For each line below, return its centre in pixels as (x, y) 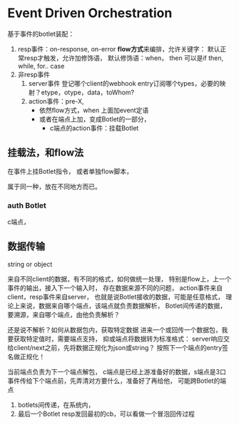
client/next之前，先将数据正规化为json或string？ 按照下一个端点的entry (118, 347)
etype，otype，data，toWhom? (88, 92)
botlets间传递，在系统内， (56, 404)
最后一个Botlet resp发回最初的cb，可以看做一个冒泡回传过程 (106, 414)
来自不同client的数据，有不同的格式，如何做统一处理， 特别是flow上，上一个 (119, 279)
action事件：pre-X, (56, 101)
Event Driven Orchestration (90, 13)
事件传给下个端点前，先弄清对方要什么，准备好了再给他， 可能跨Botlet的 (114, 381)
